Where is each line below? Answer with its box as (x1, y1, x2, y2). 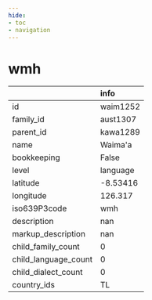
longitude (12, 190, 47, 201)
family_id (12, 114, 45, 125)
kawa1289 (100, 127, 141, 138)
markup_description (12, 229, 86, 240)
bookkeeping (12, 152, 60, 163)
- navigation (8, 26, 51, 34)
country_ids (12, 280, 55, 291)
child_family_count (12, 241, 80, 252)
